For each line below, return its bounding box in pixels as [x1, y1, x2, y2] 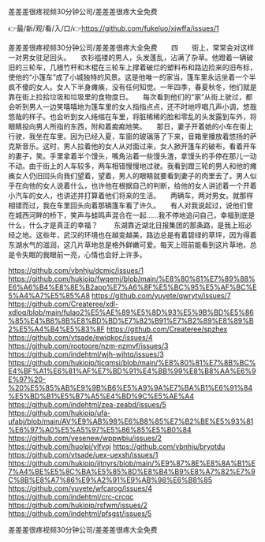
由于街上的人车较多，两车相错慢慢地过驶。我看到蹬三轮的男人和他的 [28, 161, 250, 170]
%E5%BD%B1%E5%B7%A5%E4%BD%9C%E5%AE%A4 [8, 391, 195, 401]
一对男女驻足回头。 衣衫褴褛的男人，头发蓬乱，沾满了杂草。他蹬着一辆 [8, 53, 247, 62]
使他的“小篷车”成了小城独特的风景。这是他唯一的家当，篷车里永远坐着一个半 [8, 73, 256, 81]
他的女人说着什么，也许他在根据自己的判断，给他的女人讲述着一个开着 [28, 181, 257, 190]
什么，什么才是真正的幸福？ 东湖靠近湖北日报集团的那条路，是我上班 [8, 220, 245, 230]
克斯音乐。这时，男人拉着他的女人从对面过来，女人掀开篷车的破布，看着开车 [8, 141, 257, 151]
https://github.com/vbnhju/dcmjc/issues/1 [8, 266, 144, 275]
